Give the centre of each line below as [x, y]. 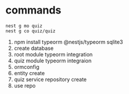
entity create [29, 73]
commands [33, 10]
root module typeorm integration [53, 54]
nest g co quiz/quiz [31, 31]
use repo [25, 85]
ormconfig [26, 67]
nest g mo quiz [24, 26]
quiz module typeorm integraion [53, 61]
